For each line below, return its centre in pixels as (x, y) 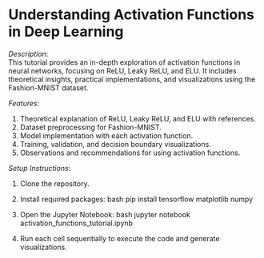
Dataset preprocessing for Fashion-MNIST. (91, 127)
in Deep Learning (66, 32)
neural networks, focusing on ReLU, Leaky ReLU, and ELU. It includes (123, 70)
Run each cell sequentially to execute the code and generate (120, 238)
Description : (28, 54)
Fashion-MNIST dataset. (48, 87)
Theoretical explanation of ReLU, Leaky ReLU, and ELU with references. (138, 118)
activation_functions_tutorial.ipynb (76, 223)
